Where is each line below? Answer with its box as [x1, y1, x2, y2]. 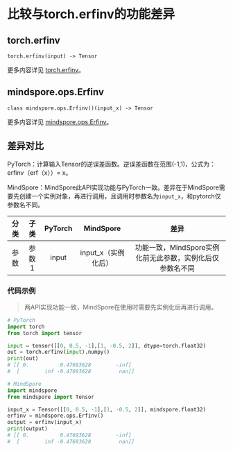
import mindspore [7, 386, 58, 394]
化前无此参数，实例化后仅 [135, 253, 220, 262]
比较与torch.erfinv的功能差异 [7, 6, 175, 22]
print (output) [7, 425, 49, 432]
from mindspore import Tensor [7, 393, 95, 400]
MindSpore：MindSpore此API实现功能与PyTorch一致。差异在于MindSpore [7, 183, 220, 192]
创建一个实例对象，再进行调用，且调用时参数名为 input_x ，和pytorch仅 [19, 192, 221, 200]
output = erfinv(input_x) [7, 419, 82, 426]
